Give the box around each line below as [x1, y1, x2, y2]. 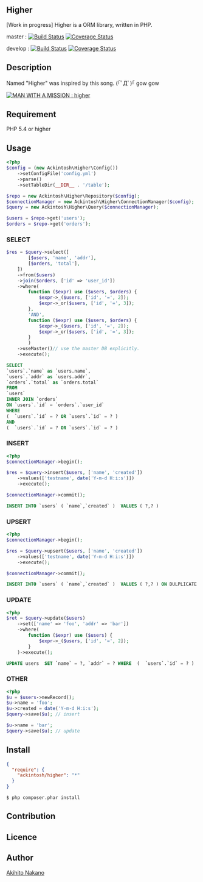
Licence [6, 832, 38, 842]
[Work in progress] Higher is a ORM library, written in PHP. [6, 21, 153, 28]
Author [6, 853, 33, 863]
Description [6, 62, 52, 73]
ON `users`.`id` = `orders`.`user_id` [6, 402, 105, 408]
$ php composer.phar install [6, 795, 80, 801]
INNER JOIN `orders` [6, 396, 59, 403]
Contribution [6, 811, 56, 822]
